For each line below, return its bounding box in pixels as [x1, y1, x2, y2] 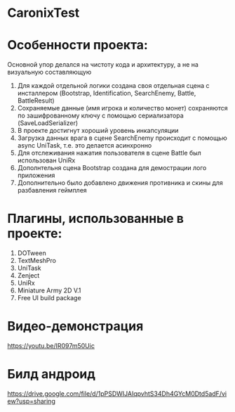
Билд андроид [7, 366, 96, 382]
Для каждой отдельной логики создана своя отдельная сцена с [17, 82, 210, 90]
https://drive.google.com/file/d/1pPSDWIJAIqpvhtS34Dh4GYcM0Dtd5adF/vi [7, 389, 227, 398]
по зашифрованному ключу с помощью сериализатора [17, 111, 184, 120]
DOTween [17, 249, 47, 257]
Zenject [17, 271, 40, 280]
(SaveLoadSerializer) [17, 119, 79, 127]
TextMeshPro [17, 257, 56, 265]
